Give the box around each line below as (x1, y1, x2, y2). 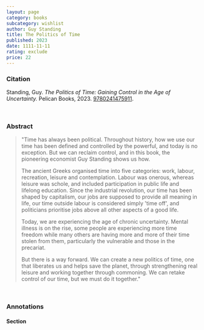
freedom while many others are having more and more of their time (21, 231, 190, 238)
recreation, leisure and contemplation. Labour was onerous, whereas (21, 174, 194, 181)
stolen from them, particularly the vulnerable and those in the (21, 238, 175, 245)
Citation (6, 75, 30, 83)
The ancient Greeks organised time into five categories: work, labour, (21, 167, 195, 175)
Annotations (6, 302, 44, 311)
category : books (6, 15, 47, 21)
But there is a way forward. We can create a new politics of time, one (21, 256, 195, 263)
